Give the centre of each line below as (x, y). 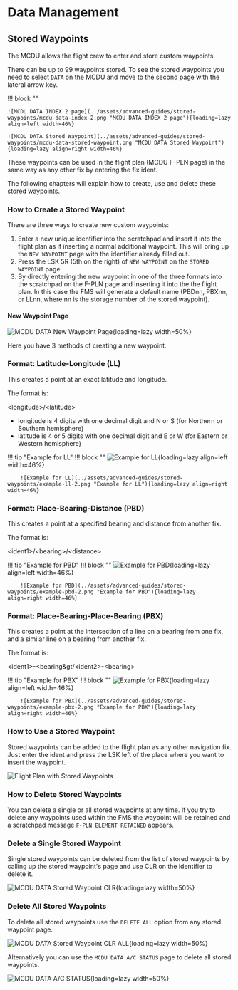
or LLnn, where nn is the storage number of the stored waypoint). (114, 299)
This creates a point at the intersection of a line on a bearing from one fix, (115, 632)
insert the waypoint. (37, 762)
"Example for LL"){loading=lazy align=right (161, 484)
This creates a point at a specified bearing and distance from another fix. (115, 523)
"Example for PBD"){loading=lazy (146, 592)
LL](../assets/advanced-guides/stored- (124, 478)
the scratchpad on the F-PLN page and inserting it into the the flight (117, 284)
